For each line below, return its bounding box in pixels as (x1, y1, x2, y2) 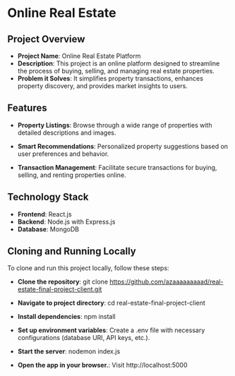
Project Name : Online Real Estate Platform (17, 51, 141, 60)
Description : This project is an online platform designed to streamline (17, 59, 220, 68)
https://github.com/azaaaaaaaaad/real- (109, 277, 224, 286)
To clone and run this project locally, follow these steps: (7, 264, 169, 272)
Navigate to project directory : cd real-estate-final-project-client (17, 298, 206, 308)
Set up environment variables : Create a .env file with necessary (17, 326, 205, 334)
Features (7, 102, 47, 114)
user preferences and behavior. (17, 150, 109, 158)
